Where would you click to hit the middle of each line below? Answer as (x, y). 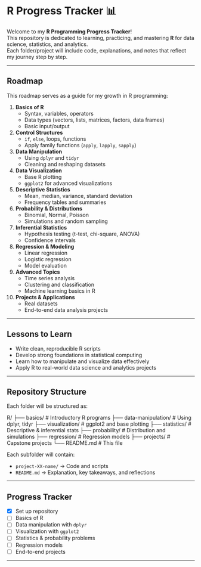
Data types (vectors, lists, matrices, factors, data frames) (94, 120)
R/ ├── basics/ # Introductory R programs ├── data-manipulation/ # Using (99, 418)
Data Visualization (38, 171)
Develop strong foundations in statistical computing (79, 355)
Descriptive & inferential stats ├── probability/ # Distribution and (86, 430)
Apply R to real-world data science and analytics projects (86, 367)
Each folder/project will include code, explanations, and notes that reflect (97, 50)
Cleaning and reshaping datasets (65, 164)
